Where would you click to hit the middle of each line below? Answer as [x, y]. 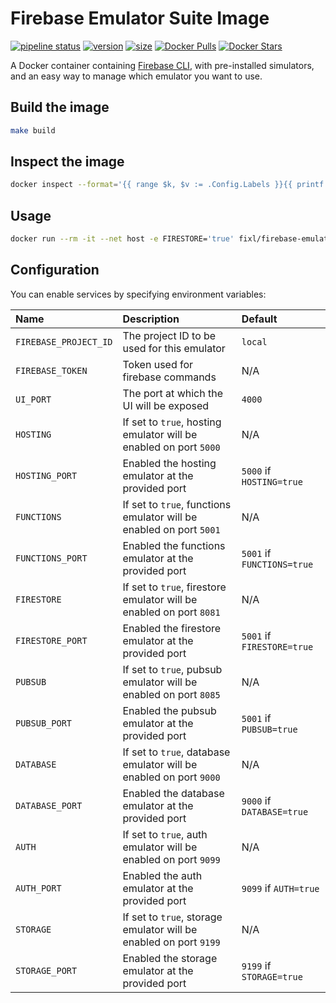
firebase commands [169, 377]
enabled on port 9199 [171, 942]
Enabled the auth [162, 875]
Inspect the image [67, 162]
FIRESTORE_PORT [51, 640]
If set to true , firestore [174, 587]
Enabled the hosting [169, 463]
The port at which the [172, 393]
